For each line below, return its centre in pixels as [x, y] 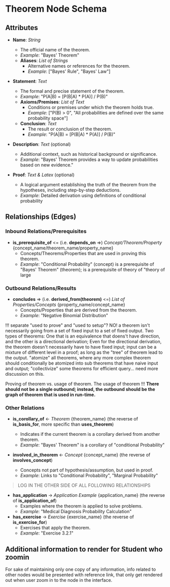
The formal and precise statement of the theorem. [72, 91]
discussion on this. [25, 374]
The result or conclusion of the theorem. [70, 129]
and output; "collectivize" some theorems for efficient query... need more [82, 368]
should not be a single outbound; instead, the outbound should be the [80, 389]
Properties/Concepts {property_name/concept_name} [69, 304]
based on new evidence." [47, 165]
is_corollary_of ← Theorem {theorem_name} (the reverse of [75, 419]
